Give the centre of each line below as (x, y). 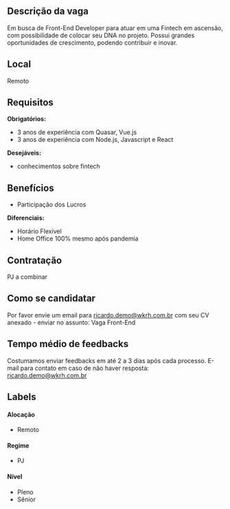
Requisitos (30, 103)
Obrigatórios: (27, 119)
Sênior (26, 499)
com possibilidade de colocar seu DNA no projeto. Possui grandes (101, 35)
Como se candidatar (51, 299)
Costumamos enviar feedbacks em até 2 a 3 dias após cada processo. (107, 360)
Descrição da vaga (48, 11)
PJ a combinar (27, 277)
